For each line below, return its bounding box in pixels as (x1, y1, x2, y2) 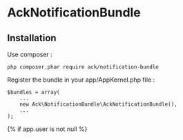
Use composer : (7, 50, 53, 58)
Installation (7, 32, 57, 44)
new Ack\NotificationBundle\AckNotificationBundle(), (19, 101, 177, 108)
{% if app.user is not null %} (7, 125, 88, 133)
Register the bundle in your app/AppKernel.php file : (7, 75, 155, 84)
